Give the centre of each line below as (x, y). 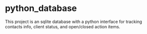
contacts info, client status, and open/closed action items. (63, 26)
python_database (41, 8)
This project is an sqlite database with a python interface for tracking (74, 22)
